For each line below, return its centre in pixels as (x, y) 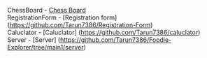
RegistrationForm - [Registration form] (62, 17)
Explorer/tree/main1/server (45, 47)
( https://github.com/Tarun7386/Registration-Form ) (80, 25)
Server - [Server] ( (34, 40)
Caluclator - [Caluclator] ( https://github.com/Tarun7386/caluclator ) (104, 32)
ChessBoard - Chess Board (47, 10)
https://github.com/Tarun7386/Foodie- (116, 40)
